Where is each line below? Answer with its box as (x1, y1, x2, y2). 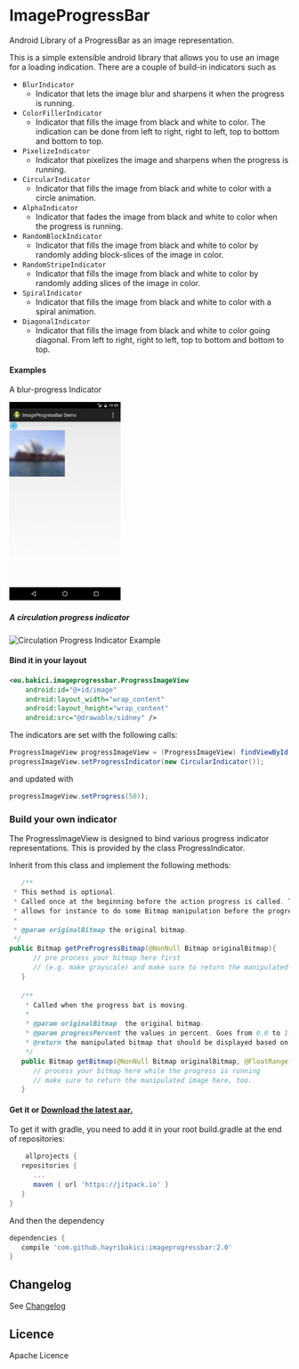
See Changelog (9, 1300, 67, 1311)
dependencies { (9, 1234, 66, 1242)
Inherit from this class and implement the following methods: (9, 860, 231, 871)
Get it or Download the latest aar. (9, 1104, 133, 1115)
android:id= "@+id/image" (25, 685, 117, 694)
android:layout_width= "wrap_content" (25, 694, 166, 704)
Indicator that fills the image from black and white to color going (35, 324, 271, 335)
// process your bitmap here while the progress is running (32, 1066, 261, 1075)
